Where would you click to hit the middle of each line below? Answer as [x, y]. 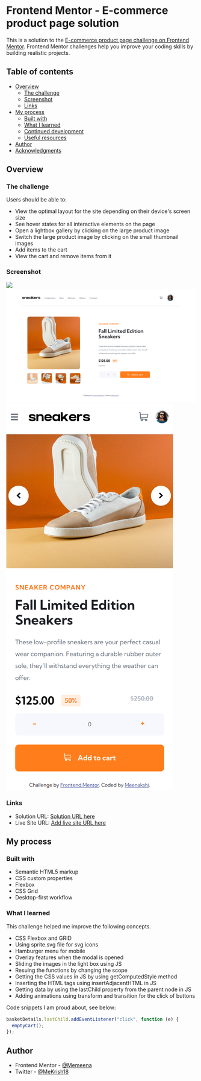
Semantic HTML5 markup [47, 872]
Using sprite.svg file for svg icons [57, 944]
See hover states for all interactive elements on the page [85, 224]
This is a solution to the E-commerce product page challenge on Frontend [98, 40]
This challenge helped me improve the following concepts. [79, 926]
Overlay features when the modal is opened [69, 957]
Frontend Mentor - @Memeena [53, 1065]
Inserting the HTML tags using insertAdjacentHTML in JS [86, 983]
